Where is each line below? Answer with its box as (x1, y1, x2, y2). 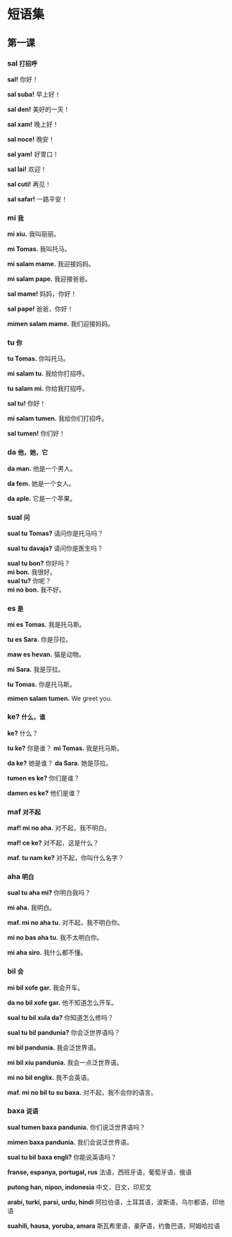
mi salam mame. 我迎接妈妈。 (7, 260, 95, 268)
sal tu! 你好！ (7, 399, 46, 408)
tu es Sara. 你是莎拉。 (7, 635, 72, 644)
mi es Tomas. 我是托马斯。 (7, 621, 86, 629)
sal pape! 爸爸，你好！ (7, 304, 74, 313)
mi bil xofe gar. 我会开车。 (7, 983, 84, 992)
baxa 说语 (7, 1106, 39, 1116)
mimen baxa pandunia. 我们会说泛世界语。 (7, 1138, 133, 1146)
